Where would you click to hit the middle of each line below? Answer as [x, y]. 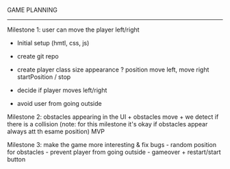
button [16, 159]
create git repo [38, 56]
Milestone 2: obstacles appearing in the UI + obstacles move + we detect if [113, 117]
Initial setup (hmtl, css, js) [53, 43]
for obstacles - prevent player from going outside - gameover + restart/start [114, 152]
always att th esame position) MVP [56, 131]
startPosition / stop [44, 77]
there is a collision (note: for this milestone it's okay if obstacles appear [107, 124]
